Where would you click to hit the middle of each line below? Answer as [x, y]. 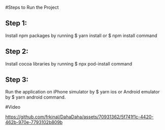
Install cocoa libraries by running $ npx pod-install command [69, 63]
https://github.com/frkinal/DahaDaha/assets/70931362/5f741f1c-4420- [79, 117]
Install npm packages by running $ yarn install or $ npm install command [81, 36]
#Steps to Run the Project [32, 7]
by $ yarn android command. [36, 97]
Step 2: [17, 52]
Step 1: [16, 23]
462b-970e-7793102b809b [34, 122]
